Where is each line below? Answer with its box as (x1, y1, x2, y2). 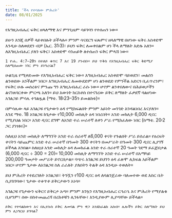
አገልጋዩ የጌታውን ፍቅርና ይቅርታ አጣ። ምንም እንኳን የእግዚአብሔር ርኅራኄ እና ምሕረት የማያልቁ (5, 188, 167, 194)
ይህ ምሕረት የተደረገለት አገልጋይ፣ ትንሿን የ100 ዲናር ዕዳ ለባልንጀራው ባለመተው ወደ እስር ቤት (5, 172, 164, 178)
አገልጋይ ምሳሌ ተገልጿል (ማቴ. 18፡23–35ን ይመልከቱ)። (5, 95, 100, 101)
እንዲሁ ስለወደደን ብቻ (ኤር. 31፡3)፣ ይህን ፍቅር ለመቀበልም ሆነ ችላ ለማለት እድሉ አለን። (5, 42, 154, 49)
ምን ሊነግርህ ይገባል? (5, 208, 38, 213)
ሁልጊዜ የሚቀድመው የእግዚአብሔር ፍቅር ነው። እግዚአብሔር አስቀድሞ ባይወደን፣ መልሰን (5, 72, 154, 78)
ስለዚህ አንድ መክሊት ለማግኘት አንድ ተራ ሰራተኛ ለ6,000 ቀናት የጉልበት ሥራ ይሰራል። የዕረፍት (5, 133, 165, 139)
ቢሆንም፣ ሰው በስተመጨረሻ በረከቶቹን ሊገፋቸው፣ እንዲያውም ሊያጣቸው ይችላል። (5, 193, 143, 200)
